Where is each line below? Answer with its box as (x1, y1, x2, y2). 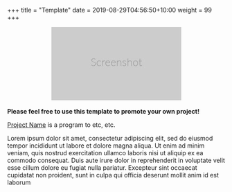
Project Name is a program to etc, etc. (7, 121, 116, 129)
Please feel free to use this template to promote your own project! (7, 107, 199, 115)
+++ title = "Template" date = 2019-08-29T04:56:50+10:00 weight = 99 (7, 6, 213, 14)
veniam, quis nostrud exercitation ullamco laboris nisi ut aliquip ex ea (7, 149, 204, 157)
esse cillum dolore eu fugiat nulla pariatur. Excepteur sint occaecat (7, 164, 197, 172)
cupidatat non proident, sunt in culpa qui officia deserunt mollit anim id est (7, 171, 220, 179)
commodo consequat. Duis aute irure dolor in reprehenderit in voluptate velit (7, 156, 225, 164)
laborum (7, 178, 31, 186)
